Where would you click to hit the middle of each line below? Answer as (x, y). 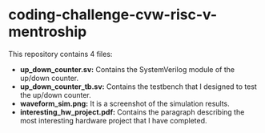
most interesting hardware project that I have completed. (113, 120)
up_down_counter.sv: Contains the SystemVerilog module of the (127, 69)
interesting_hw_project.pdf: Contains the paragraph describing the (132, 112)
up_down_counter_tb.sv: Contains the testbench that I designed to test (139, 87)
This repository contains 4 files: (60, 54)
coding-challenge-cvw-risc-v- (113, 15)
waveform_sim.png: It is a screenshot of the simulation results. (124, 103)
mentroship (48, 32)
